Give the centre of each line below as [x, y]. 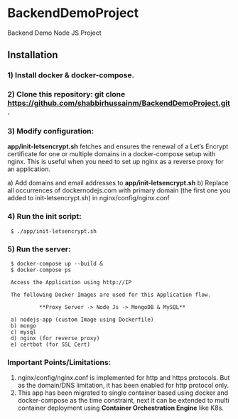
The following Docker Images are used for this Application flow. [111, 295]
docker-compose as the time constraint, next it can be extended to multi [123, 401]
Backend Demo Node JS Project [54, 33]
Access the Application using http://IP [71, 283]
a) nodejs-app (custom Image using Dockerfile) [82, 320]
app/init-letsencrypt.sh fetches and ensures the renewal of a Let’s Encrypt [118, 146]
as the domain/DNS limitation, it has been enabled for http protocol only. [123, 386]
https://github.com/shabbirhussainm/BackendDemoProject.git [119, 103]
